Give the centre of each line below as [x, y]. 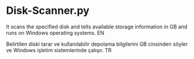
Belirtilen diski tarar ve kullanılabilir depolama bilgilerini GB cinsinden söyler [97, 44]
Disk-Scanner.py [48, 11]
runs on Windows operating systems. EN [55, 32]
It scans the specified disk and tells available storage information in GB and [97, 27]
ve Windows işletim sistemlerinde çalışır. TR [59, 50]
